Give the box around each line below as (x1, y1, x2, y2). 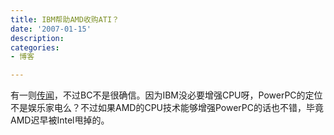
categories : (10, 42, 60, 53)
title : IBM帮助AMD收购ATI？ (10, 14, 120, 25)
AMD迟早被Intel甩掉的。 (10, 114, 110, 126)
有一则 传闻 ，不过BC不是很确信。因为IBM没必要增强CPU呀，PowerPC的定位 (10, 89, 323, 101)
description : (10, 33, 65, 43)
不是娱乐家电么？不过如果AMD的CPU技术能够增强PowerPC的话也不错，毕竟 (10, 102, 325, 114)
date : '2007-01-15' (10, 24, 92, 34)
